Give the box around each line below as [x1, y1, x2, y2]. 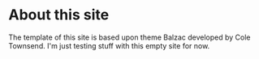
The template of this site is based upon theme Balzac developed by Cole [8, 32, 251, 42]
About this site [8, 6, 110, 24]
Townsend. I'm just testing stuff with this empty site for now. [8, 40, 210, 50]
